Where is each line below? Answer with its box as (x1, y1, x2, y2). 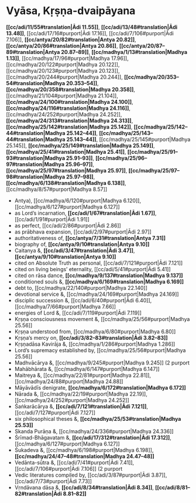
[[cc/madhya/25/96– (95, 154, 147, 161)
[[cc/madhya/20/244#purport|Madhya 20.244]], (6, 73, 123, 80)
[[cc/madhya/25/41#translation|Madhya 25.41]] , (6, 148, 126, 155)
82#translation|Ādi (14, 490, 63, 497)
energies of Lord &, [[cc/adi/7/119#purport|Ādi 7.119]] (14, 309, 142, 316)
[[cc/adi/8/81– (154, 484, 190, 491)
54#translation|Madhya (6, 79, 66, 86)
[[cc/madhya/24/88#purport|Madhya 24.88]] (14, 377, 123, 385)
